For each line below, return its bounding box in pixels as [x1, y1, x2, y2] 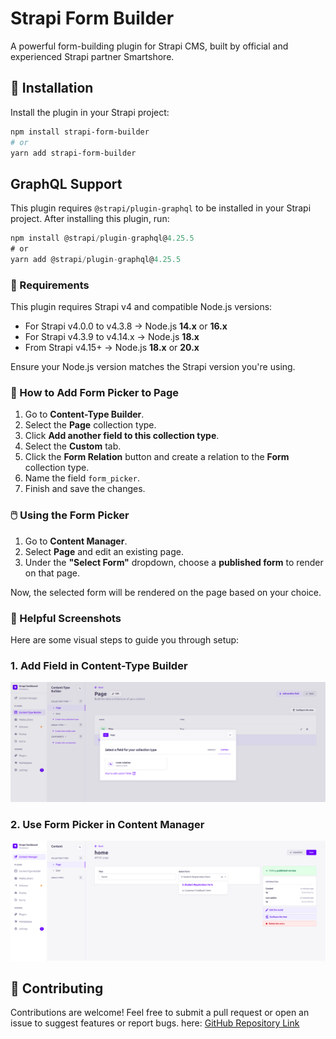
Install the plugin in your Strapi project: [10, 106, 170, 118]
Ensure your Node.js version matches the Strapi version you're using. [10, 361, 296, 373]
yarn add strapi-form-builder [10, 148, 137, 158]
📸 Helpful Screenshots [10, 611, 122, 625]
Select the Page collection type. [24, 419, 157, 431]
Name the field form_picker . [24, 472, 140, 484]
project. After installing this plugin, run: [10, 213, 170, 225]
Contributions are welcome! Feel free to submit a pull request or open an [10, 1007, 310, 1019]
